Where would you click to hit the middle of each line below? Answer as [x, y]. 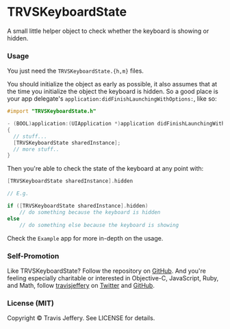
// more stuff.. [36, 149]
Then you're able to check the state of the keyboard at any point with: [105, 169]
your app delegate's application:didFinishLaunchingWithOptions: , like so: [112, 99]
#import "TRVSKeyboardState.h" [52, 111]
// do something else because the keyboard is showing [99, 225]
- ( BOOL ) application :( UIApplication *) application [81, 124]
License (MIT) [31, 303]
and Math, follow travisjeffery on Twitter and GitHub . [81, 285]
